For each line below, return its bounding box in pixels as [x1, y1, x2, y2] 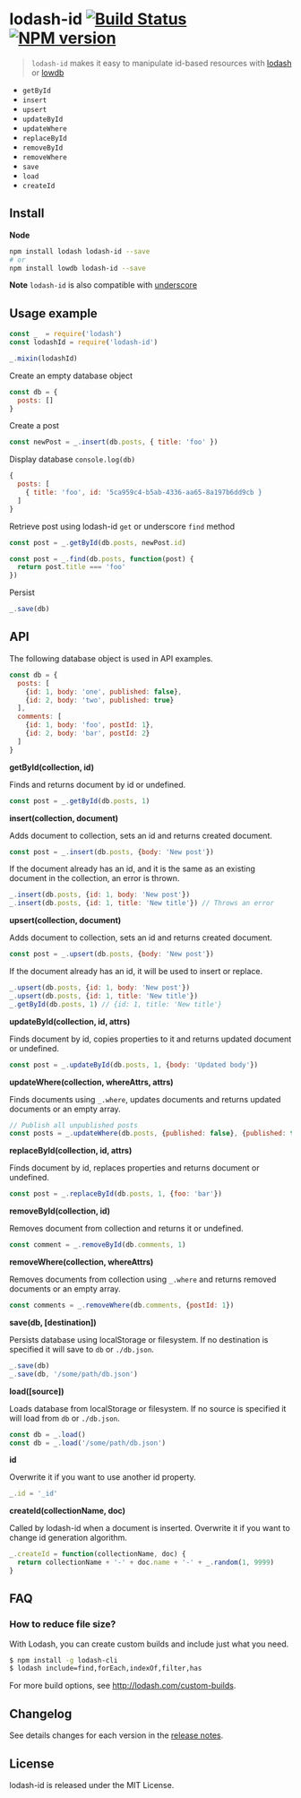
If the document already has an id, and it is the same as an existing [9, 863, 255, 874]
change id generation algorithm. [9, 1533, 128, 1543]
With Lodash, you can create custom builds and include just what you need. [9, 1638, 289, 1649]
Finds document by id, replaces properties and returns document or [9, 1163, 260, 1173]
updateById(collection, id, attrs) [9, 1016, 131, 1026]
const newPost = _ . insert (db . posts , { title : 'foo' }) [9, 437, 219, 447]
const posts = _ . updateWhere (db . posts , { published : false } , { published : [9, 1129, 287, 1138]
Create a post [9, 420, 60, 431]
